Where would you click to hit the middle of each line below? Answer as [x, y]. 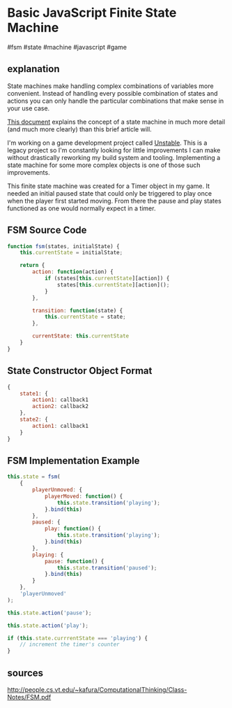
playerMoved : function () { [84, 496]
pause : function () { [74, 561]
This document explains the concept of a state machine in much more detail [116, 122]
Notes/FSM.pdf [29, 697]
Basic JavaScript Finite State [92, 13]
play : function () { [72, 529]
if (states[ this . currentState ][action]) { [107, 279]
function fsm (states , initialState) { [63, 246]
